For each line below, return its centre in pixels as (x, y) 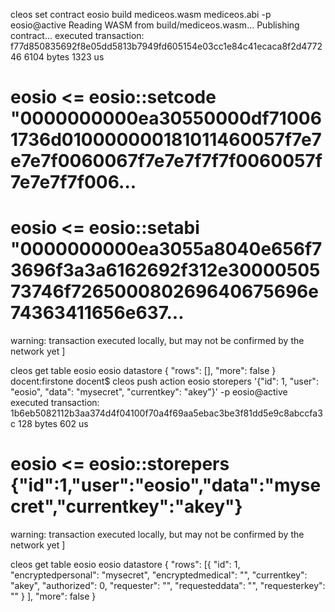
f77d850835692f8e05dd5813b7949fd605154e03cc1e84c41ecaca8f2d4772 (166, 46)
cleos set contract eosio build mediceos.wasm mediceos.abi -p (141, 14)
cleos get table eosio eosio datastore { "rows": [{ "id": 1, (125, 565)
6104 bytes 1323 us (64, 57)
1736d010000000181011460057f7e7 (166, 140)
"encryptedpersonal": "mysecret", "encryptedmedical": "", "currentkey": (159, 575)
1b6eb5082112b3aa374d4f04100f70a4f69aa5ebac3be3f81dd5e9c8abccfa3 (166, 413)
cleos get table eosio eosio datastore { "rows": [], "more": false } (143, 371)
